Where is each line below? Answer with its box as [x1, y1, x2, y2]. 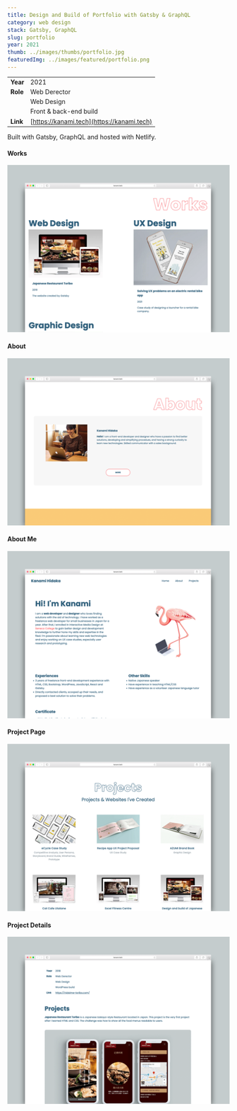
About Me [7, 535, 37, 543]
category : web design [7, 18, 71, 26]
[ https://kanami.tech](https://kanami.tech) [30, 117, 153, 125]
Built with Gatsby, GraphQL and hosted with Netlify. [7, 133, 157, 142]
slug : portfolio [7, 34, 55, 41]
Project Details [7, 921, 51, 929]
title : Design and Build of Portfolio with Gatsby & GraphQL [7, 11, 191, 18]
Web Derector [30, 87, 71, 96]
